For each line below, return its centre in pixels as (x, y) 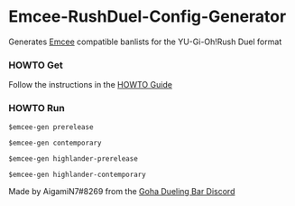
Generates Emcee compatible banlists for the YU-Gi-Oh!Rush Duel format (145, 42)
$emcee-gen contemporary (55, 143)
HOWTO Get (36, 65)
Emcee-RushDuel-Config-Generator (147, 17)
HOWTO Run (37, 108)
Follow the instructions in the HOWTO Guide (91, 85)
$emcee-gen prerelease (51, 127)
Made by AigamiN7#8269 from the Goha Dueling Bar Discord (122, 191)
